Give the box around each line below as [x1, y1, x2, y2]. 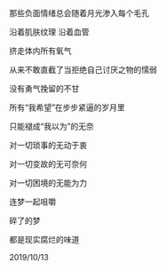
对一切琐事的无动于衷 [9, 140, 87, 150]
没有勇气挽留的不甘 [9, 83, 80, 93]
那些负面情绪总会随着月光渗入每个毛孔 [9, 8, 149, 18]
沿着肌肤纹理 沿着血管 [9, 27, 90, 37]
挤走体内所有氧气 [9, 45, 72, 56]
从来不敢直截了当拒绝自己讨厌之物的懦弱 [9, 65, 157, 75]
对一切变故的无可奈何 [9, 159, 87, 169]
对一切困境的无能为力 [9, 178, 87, 188]
